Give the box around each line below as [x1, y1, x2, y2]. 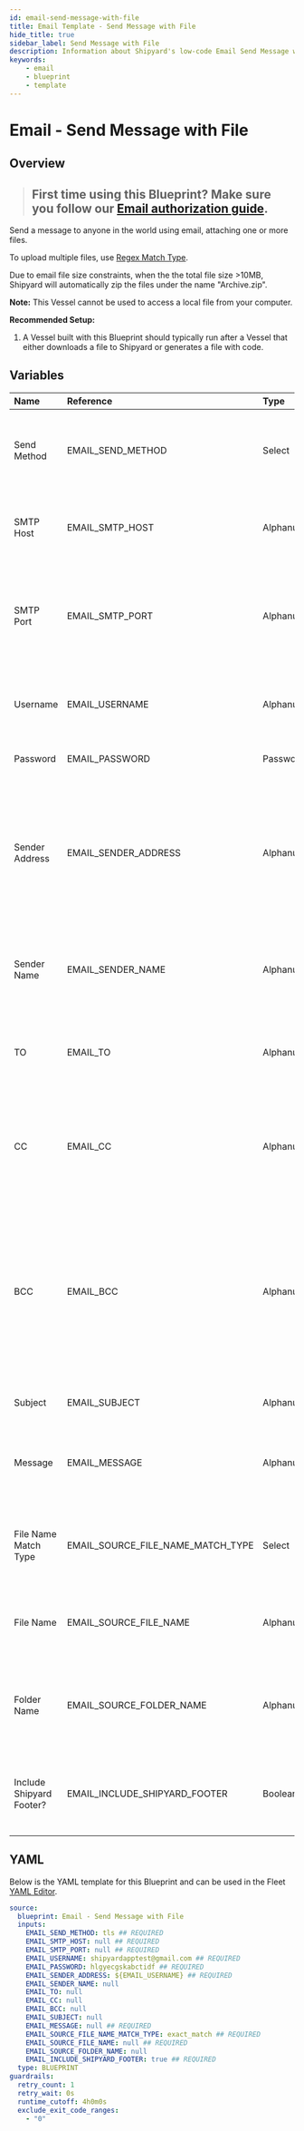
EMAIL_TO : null [25, 1988, 83, 1997]
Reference [66, 394, 113, 407]
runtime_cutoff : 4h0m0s [17, 2097, 107, 2107]
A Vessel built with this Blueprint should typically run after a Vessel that [22, 332, 288, 343]
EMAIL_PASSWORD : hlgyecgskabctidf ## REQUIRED [25, 1962, 204, 1971]
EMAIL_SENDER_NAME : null [25, 1979, 119, 1989]
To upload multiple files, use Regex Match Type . [9, 252, 188, 263]
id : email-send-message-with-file [9, 13, 140, 23]
